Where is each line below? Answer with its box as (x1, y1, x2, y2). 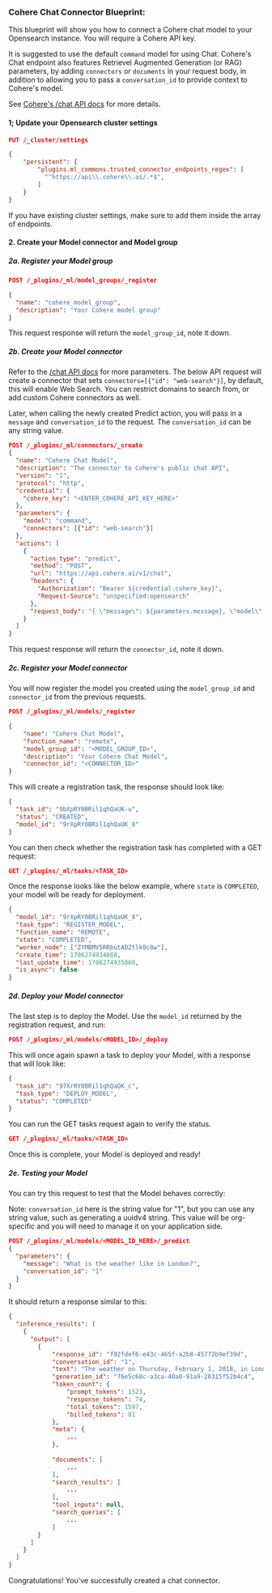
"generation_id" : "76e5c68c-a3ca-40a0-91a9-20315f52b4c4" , (51, 1373, 255, 1381)
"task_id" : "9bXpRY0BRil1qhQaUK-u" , (15, 805, 139, 813)
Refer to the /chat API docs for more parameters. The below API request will (8, 367, 261, 377)
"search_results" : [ (51, 1478, 121, 1486)
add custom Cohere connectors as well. (8, 393, 142, 403)
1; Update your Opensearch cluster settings (8, 117, 158, 127)
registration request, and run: (8, 1020, 106, 1030)
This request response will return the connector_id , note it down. (8, 645, 224, 654)
